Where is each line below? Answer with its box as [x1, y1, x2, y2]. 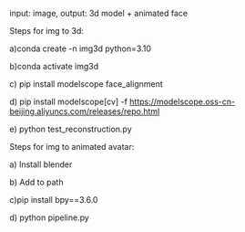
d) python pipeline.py [9, 212, 89, 223]
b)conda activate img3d [9, 61, 99, 71]
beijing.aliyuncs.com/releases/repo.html [9, 106, 160, 117]
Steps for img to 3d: [9, 26, 85, 36]
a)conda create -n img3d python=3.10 [9, 43, 152, 54]
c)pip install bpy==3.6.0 [9, 195, 98, 205]
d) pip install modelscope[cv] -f [9, 96, 128, 107]
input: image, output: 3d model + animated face [9, 8, 189, 18]
